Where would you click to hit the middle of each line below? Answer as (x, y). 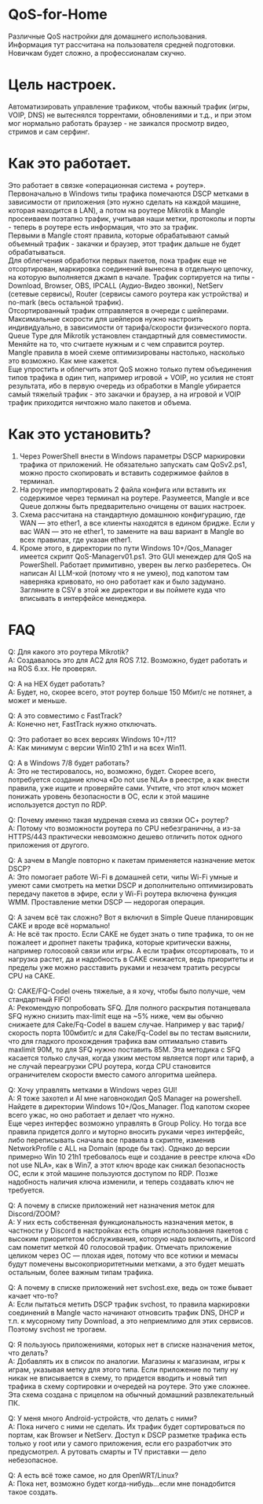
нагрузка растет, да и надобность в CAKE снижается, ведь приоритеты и (131, 959)
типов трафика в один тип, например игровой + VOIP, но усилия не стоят (131, 377)
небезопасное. (33, 1460)
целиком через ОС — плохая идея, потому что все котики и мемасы (123, 1255)
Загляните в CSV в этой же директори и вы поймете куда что (122, 590)
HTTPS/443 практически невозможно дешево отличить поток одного (126, 836)
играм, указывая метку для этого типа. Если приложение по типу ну (123, 1369)
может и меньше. (38, 700)
